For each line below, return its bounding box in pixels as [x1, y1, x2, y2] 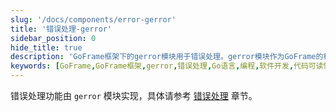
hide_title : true [10, 42, 83, 53]
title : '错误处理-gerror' [10, 24, 113, 34]
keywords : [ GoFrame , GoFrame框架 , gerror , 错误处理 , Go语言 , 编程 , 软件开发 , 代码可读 [10, 61, 324, 71]
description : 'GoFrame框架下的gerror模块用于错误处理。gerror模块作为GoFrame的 [10, 52, 324, 62]
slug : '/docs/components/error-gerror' [10, 14, 177, 25]
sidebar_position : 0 [10, 33, 97, 43]
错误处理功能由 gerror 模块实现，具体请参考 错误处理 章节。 [10, 90, 258, 101]
